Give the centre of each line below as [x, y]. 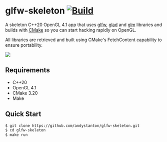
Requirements [27, 70]
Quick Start [23, 114]
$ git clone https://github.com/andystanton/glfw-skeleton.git [72, 125]
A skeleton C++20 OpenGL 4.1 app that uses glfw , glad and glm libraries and [84, 25]
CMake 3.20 [25, 93]
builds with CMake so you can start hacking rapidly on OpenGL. [71, 30]
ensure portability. [24, 45]
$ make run [16, 135]
